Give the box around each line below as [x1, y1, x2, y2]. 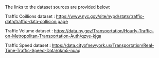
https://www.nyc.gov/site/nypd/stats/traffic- [55, 14, 144, 19]
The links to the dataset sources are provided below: [5, 4, 110, 10]
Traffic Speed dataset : [5, 43, 51, 48]
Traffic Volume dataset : [5, 28, 53, 33]
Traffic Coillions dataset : [5, 14, 55, 19]
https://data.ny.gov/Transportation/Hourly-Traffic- [53, 28, 154, 33]
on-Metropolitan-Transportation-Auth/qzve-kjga [5, 33, 102, 39]
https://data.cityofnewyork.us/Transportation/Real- [52, 43, 154, 48]
